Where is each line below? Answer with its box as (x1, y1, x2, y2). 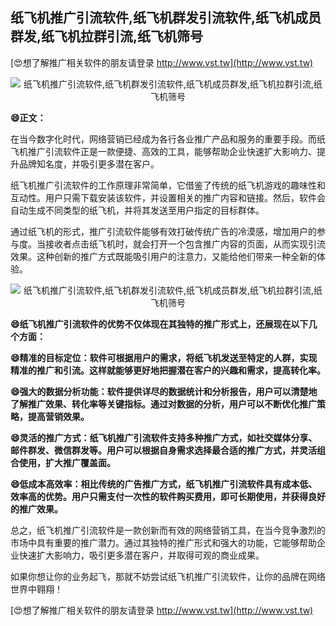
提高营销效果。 (27, 410, 90, 422)
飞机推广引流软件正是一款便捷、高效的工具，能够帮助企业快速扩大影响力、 (10, 145, 317, 157)
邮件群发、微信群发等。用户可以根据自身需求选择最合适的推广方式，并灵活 (10, 444, 317, 456)
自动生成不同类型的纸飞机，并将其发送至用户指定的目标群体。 (10, 204, 265, 216)
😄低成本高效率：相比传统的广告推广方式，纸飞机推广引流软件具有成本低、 (10, 478, 318, 490)
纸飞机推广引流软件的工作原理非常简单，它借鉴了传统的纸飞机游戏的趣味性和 (10, 179, 326, 191)
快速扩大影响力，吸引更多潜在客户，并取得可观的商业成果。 (18, 549, 265, 561)
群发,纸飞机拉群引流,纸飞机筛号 (10, 28, 204, 45)
